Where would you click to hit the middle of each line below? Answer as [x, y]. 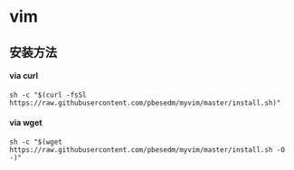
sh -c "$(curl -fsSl [48, 95]
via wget [26, 123]
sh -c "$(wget [36, 142]
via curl [24, 76]
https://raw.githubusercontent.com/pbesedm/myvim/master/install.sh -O [147, 150]
